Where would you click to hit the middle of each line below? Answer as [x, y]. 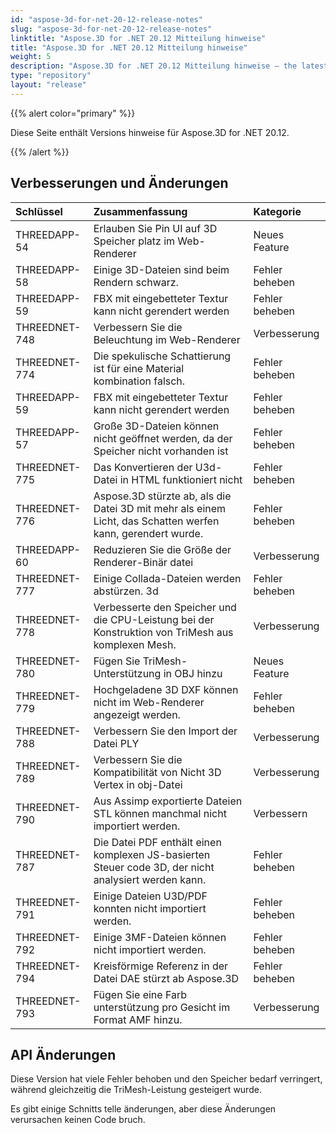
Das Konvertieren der [143, 467]
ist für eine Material [139, 368]
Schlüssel [39, 211]
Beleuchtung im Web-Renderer [167, 339]
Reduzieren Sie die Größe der [162, 549]
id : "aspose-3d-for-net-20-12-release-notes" [106, 19]
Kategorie [277, 211]
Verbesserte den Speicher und [165, 607]
